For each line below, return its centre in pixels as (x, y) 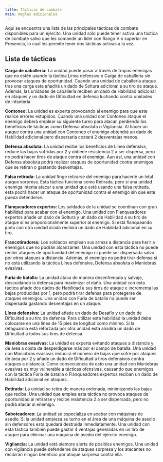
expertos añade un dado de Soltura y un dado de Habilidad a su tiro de (76, 217)
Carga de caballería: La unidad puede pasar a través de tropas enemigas (79, 71)
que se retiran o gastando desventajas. (44, 167)
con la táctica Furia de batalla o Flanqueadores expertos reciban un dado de (81, 374)
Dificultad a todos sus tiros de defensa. (44, 334)
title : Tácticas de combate (34, 10)
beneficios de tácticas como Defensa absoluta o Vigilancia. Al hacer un (76, 127)
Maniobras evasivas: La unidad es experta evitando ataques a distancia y (79, 343)
